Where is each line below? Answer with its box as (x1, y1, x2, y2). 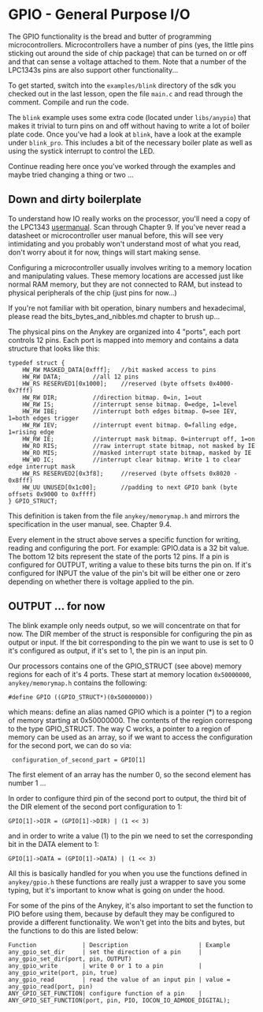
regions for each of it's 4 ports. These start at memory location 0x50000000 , (8, 669, 252, 679)
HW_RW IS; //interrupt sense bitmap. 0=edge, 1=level (22, 401, 238, 408)
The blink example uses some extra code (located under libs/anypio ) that (8, 112, 251, 122)
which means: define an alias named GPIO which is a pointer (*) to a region (8, 707, 252, 717)
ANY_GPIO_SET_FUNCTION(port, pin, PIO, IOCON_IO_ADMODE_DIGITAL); (8, 996, 231, 1004)
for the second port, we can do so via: (8, 740, 132, 750)
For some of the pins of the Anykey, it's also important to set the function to (8, 901, 254, 910)
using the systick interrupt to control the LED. (8, 146, 155, 156)
